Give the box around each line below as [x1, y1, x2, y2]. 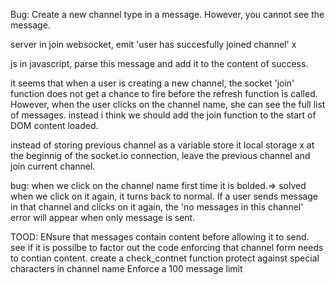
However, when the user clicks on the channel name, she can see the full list [10, 99, 326, 110]
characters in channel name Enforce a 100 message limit [10, 263, 243, 274]
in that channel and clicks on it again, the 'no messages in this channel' [10, 201, 304, 213]
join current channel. [10, 160, 96, 172]
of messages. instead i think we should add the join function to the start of [10, 109, 317, 121]
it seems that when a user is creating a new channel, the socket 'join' [10, 77, 295, 89]
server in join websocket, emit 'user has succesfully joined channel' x [10, 39, 297, 50]
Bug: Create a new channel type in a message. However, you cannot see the [10, 9, 325, 20]
